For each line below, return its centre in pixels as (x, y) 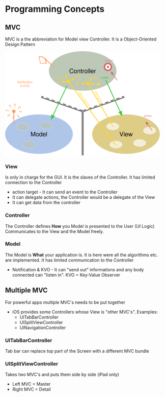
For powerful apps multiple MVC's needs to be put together (65, 302)
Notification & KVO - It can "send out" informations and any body (78, 269)
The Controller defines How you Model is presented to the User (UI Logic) (80, 226)
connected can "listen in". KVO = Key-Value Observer (66, 275)
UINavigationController (43, 327)
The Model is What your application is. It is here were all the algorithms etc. (82, 254)
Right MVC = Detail (31, 389)
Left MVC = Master (31, 384)
